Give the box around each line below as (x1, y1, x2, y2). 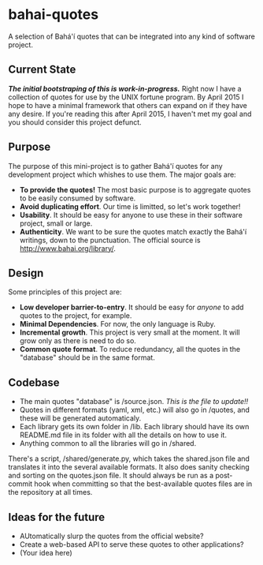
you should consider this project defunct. (8, 117, 142, 127)
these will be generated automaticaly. (19, 413, 142, 423)
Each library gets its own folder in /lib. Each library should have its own (19, 422, 250, 432)
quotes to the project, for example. (19, 311, 132, 320)
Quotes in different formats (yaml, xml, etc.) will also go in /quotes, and (19, 405, 250, 415)
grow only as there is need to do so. (19, 336, 136, 346)
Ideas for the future (8, 511, 106, 524)
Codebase (8, 376, 61, 389)
